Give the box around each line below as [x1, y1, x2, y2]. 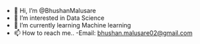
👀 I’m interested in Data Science [13, 14, 105, 22]
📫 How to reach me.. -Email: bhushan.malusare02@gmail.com [13, 29, 193, 37]
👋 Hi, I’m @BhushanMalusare [13, 7, 97, 14]
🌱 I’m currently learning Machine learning [13, 21, 131, 29]
